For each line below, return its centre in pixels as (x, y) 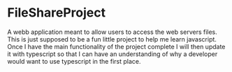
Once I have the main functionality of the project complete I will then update (116, 46)
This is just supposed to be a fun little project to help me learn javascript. (112, 39)
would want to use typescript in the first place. (74, 61)
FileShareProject (57, 13)
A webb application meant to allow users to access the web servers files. (113, 32)
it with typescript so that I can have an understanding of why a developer (113, 54)
